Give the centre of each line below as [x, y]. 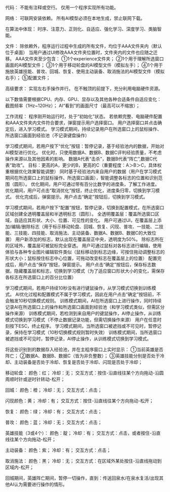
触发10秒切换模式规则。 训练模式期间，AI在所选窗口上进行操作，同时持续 [86, 301]
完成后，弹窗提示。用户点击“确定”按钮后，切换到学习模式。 [86, 197]
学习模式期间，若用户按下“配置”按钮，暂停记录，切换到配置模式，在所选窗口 [85, 207]
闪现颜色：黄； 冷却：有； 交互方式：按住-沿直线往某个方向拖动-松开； [79, 401]
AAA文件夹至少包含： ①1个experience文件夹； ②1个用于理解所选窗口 [90, 59]
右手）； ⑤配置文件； [28, 78]
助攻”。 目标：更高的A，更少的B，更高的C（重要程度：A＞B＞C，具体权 [87, 165]
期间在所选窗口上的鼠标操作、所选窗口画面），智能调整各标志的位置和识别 [82, 178]
